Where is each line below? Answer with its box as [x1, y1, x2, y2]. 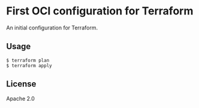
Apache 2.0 [6, 95, 35, 102]
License [6, 79, 37, 89]
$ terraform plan [6, 57, 50, 64]
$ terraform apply [6, 62, 52, 68]
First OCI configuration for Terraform [6, 4, 194, 18]
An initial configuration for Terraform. [6, 24, 98, 31]
